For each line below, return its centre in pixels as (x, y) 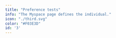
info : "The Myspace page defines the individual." (58, 14)
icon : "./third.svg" (26, 19)
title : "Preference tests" (33, 10)
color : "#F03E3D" (23, 23)
